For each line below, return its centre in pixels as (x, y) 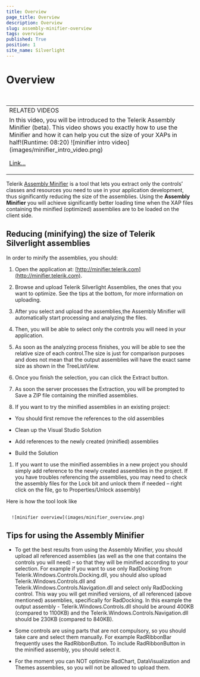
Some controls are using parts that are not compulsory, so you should (100, 631)
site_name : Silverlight (36, 51)
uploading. (28, 300)
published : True (26, 39)
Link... (18, 163)
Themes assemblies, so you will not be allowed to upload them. (93, 667)
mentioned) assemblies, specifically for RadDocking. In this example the (103, 600)
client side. (20, 215)
